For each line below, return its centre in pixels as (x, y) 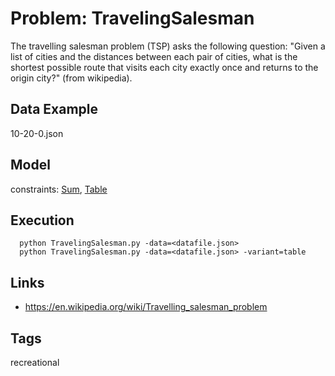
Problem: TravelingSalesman (132, 18)
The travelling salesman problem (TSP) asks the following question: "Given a (168, 46)
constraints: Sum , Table (59, 189)
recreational (35, 362)
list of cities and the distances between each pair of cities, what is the (154, 56)
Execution (42, 220)
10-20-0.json (37, 133)
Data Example (54, 109)
